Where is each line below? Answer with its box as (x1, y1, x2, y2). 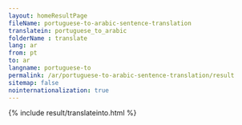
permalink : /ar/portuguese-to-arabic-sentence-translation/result (8, 71, 235, 79)
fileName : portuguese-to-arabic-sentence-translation (8, 19, 192, 27)
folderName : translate (8, 34, 88, 42)
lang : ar (8, 42, 38, 50)
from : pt (8, 49, 38, 57)
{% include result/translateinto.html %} (8, 108, 137, 118)
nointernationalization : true (8, 86, 110, 95)
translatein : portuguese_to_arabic (8, 26, 127, 34)
